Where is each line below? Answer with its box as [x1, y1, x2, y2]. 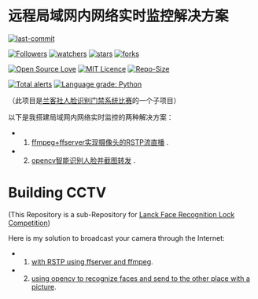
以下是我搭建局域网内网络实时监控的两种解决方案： [8, 112, 174, 122]
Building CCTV [8, 184, 107, 201]
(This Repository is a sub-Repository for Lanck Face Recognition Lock [8, 209, 235, 219]
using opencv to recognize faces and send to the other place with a [31, 273, 250, 283]
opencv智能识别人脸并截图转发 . [31, 155, 136, 165]
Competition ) [8, 218, 51, 227]
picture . [31, 282, 57, 291]
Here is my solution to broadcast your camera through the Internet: [8, 233, 226, 242]
